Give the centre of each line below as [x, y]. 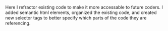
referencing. [18, 23]
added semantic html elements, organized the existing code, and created [81, 12]
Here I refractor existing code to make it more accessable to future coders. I [84, 7]
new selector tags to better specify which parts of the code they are [76, 18]
